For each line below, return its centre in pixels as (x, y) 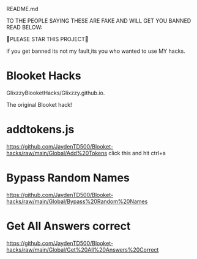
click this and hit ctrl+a (137, 153)
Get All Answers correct (69, 226)
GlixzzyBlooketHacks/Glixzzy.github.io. (56, 93)
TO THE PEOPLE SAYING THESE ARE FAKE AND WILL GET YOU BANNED (99, 21)
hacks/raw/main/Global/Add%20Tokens (57, 153)
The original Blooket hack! (39, 104)
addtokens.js (40, 130)
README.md (22, 9)
